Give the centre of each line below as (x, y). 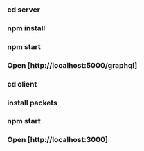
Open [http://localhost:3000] (58, 140)
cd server (24, 10)
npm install (26, 28)
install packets (32, 103)
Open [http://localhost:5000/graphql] (72, 65)
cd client (22, 84)
